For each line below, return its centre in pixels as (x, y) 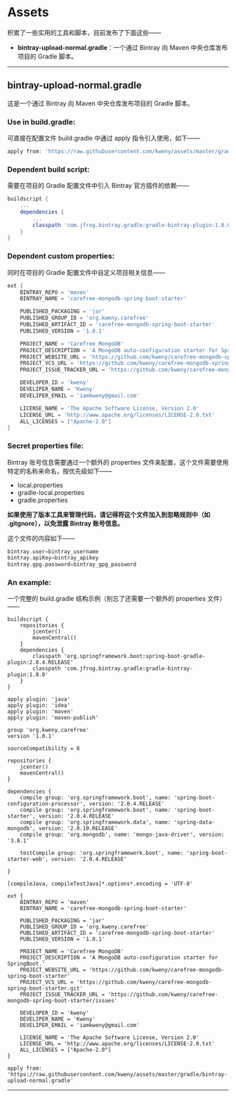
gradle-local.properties (51, 492)
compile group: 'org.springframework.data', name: (96, 822)
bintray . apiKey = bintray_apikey (53, 558)
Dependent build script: (48, 169)
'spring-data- (195, 822)
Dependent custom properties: (61, 256)
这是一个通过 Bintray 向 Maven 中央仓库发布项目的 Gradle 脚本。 (100, 103)
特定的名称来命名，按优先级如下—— (60, 471)
